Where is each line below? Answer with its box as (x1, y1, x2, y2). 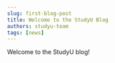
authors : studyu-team (7, 23, 69, 29)
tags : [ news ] (7, 29, 44, 36)
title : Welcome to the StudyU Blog (7, 16, 109, 23)
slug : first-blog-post (7, 10, 72, 17)
